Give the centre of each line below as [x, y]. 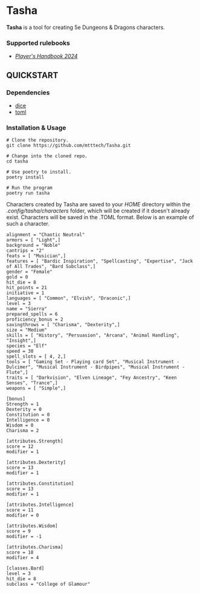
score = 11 [20, 510]
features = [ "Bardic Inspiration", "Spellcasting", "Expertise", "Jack [100, 261]
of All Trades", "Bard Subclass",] [51, 267]
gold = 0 [17, 277]
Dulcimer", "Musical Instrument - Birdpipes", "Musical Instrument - [96, 367]
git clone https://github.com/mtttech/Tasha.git [69, 146]
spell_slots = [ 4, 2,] [36, 357]
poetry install [25, 177]
